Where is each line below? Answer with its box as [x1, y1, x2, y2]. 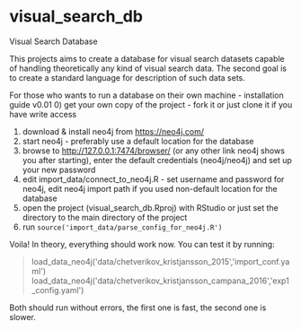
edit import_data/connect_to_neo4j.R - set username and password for [22, 173, 285, 185]
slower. [9, 311, 36, 322]
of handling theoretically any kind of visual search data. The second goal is [9, 63, 288, 74]
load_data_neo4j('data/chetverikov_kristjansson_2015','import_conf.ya [31, 256, 290, 266]
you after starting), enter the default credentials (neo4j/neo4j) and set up [22, 154, 292, 165]
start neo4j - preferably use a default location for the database [22, 135, 254, 146]
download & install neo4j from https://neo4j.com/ [22, 126, 205, 136]
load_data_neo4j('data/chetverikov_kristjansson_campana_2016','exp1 [31, 275, 289, 286]
